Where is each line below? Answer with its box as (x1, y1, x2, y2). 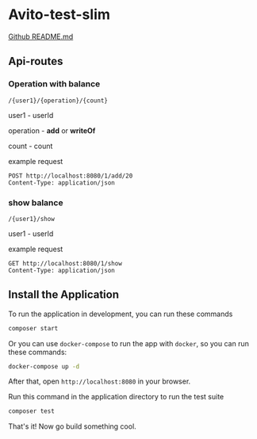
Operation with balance (8, 78, 101, 90)
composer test (8, 407, 56, 415)
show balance (8, 197, 63, 208)
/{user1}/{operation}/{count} (8, 97, 109, 105)
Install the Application (8, 288, 119, 302)
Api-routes (8, 55, 63, 68)
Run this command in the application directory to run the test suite (8, 392, 224, 402)
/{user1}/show (8, 215, 56, 223)
